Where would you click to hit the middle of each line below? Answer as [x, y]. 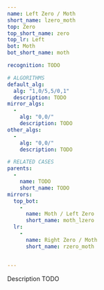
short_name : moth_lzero [60, 221]
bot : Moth [21, 46]
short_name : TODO [45, 188]
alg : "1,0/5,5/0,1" [42, 91]
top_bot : [26, 201]
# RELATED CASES [31, 162]
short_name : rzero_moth [60, 246]
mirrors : [20, 194]
